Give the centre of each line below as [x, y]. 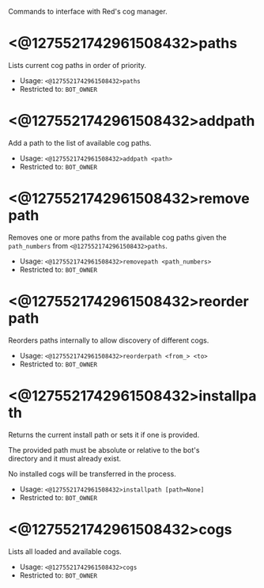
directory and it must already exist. [65, 458]
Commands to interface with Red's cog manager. [88, 11]
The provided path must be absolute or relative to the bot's [104, 450]
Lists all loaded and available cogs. [65, 551]
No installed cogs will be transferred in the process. [92, 473]
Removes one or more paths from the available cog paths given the [117, 237]
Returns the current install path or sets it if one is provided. [104, 434]
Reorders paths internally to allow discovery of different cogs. [109, 340]
